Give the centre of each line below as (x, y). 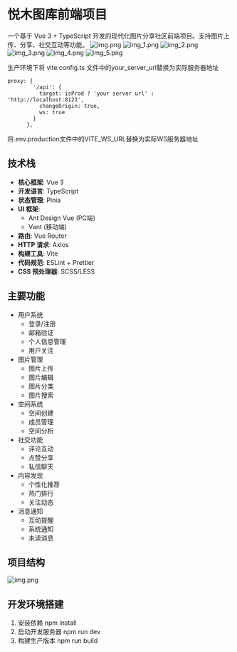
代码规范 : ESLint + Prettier (56, 262)
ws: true (52, 112)
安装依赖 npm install (47, 623)
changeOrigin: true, (69, 106)
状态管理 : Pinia (39, 200)
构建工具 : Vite (38, 254)
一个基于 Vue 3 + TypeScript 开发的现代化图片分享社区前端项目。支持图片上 (118, 36)
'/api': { (47, 87)
